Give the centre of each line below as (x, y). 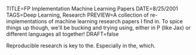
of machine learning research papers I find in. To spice (116, 21)
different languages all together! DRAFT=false (62, 34)
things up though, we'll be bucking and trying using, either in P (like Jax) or (99, 27)
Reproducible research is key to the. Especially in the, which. (81, 45)
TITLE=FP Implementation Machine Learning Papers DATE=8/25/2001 (92, 9)
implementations (27, 21)
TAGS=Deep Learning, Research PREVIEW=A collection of (78, 15)
